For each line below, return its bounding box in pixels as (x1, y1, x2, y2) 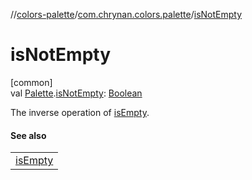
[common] (10, 76, 53, 88)
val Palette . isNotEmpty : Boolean (10, 87, 143, 99)
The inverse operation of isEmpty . (10, 106, 150, 118)
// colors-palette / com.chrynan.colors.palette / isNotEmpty (10, 9, 243, 20)
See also (10, 129, 47, 141)
